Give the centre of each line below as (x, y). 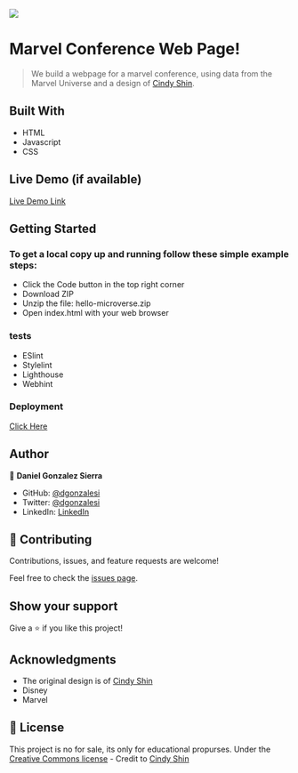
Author (29, 454)
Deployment (36, 407)
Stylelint (37, 365)
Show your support (64, 606)
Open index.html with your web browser (95, 313)
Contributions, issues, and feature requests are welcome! (114, 561)
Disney (35, 690)
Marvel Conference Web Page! (125, 49)
